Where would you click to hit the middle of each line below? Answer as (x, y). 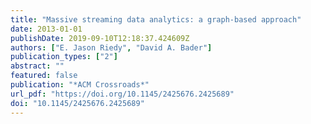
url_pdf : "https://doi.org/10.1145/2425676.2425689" (122, 94)
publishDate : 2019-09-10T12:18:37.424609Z (100, 38)
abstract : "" (37, 66)
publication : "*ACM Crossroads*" (80, 85)
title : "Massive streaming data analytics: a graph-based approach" (156, 19)
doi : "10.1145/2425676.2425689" (77, 103)
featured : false (44, 76)
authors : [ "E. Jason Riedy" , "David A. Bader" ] (111, 47)
